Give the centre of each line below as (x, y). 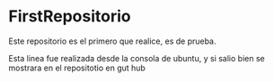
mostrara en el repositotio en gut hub (77, 68)
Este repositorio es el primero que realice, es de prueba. (112, 41)
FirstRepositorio (70, 16)
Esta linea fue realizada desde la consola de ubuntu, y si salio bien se (137, 58)
